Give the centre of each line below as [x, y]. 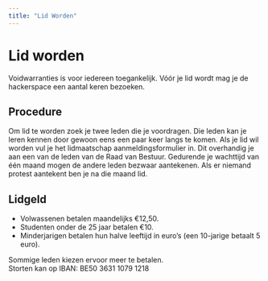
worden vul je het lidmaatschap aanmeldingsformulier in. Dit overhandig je [132, 148]
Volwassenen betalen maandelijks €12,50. [89, 219]
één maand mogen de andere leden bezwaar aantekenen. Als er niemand [130, 165]
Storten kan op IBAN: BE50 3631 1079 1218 [79, 269]
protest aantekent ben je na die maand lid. [78, 174]
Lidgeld [27, 199]
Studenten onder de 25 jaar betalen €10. [87, 227]
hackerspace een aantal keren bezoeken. [76, 86]
